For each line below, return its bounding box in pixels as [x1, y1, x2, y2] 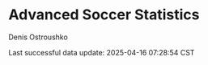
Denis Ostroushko [8, 32, 69, 42]
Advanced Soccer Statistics [8, 6, 200, 24]
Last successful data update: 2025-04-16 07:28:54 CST [8, 47, 195, 57]
